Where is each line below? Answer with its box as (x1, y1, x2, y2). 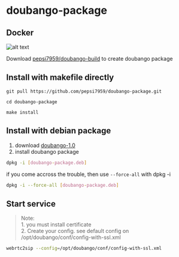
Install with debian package (6, 125, 111, 136)
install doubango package (14, 148, 79, 155)
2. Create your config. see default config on (20, 228, 129, 235)
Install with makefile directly (6, 73, 114, 83)
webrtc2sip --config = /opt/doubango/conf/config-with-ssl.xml (6, 246, 162, 252)
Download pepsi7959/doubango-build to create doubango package (6, 55, 173, 62)
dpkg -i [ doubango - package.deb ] (6, 160, 87, 166)
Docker (6, 28, 34, 38)
